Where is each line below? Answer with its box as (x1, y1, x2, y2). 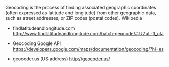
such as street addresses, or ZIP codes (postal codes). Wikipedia (5, 15, 142, 21)
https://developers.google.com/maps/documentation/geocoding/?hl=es (12, 46, 164, 52)
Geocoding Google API (12, 40, 61, 47)
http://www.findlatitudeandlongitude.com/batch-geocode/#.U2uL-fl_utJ (12, 31, 164, 36)
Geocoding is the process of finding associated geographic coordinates (5, 5, 157, 10)
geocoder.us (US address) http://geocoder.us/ (12, 56, 111, 62)
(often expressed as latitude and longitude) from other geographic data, (5, 10, 157, 16)
